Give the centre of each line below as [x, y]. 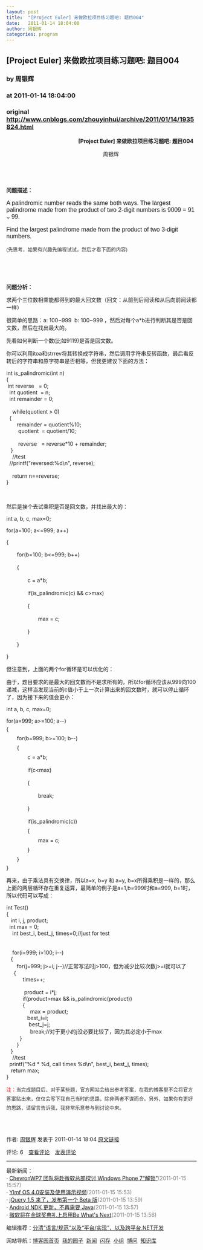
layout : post [23, 12]
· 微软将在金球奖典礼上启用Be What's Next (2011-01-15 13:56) [82, 1215]
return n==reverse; [36, 476]
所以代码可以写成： [30, 895]
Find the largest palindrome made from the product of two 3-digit [92, 229]
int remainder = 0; [31, 399]
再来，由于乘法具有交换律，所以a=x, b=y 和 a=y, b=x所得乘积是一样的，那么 [101, 880]
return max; [25, 1070]
